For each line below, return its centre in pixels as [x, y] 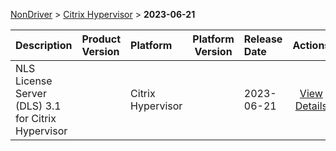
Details [311, 106]
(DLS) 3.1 [38, 106]
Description [44, 45]
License [34, 81]
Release [263, 39]
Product [101, 39]
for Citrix [36, 118]
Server [31, 93]
